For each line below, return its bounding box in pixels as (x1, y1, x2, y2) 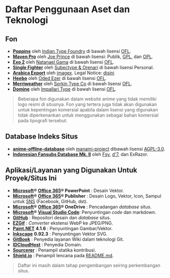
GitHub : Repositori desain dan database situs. (12, 214, 111, 220)
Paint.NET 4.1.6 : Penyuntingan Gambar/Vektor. (12, 225, 113, 231)
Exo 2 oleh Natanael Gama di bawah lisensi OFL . (12, 59, 115, 65)
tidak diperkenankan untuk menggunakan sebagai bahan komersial (17, 112, 159, 118)
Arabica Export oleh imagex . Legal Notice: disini (12, 70, 115, 76)
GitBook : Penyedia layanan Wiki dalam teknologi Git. (12, 236, 124, 242)
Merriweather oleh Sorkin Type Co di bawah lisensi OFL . (12, 80, 132, 87)
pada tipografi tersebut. (17, 118, 68, 123)
